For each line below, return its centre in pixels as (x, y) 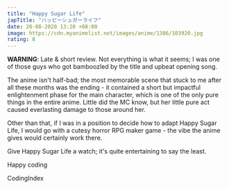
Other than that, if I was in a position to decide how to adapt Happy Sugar (112, 123)
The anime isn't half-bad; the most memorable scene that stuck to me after (114, 80)
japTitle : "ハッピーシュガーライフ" (54, 20)
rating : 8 (22, 40)
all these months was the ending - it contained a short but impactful (104, 88)
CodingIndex (25, 179)
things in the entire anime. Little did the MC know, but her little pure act (109, 102)
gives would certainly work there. (55, 138)
